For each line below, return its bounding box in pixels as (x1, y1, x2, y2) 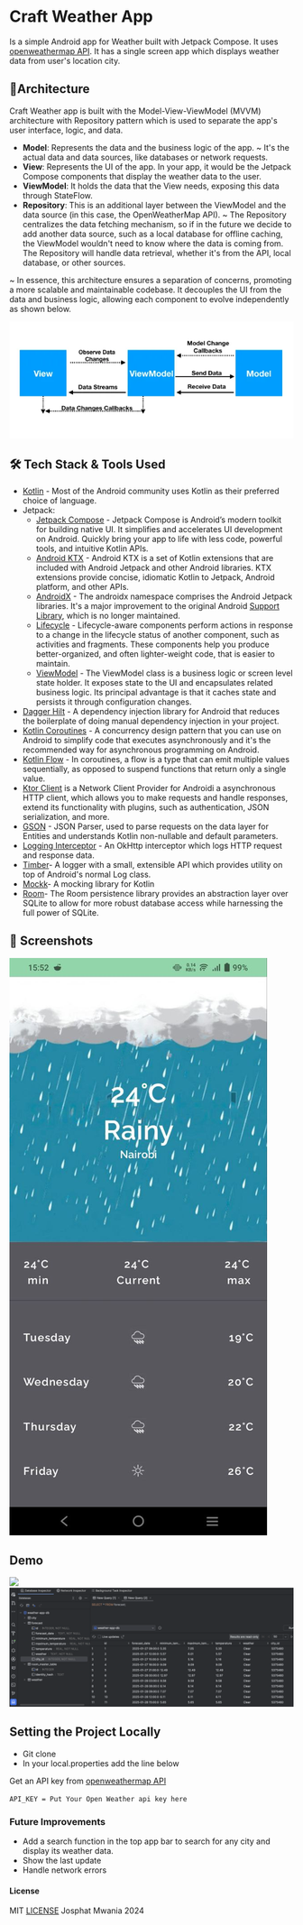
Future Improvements (9, 1815, 106, 1828)
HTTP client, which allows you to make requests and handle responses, (22, 792, 289, 803)
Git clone (22, 1748, 57, 1759)
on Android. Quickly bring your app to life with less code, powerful (35, 533, 282, 544)
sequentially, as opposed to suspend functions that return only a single (22, 763, 287, 774)
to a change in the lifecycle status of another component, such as (35, 629, 280, 640)
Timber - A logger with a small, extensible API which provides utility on (22, 859, 283, 870)
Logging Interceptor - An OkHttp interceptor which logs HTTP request (22, 840, 282, 851)
